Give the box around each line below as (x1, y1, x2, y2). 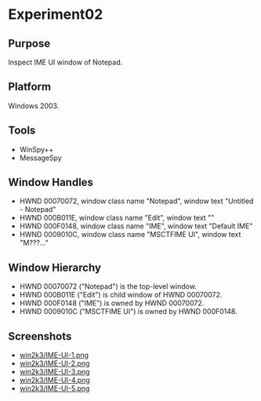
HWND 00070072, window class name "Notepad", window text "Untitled (19, 196, 254, 206)
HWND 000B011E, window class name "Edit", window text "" (19, 213, 215, 223)
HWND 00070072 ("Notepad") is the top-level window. (19, 282, 198, 291)
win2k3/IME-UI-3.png (19, 367, 90, 377)
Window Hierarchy (8, 261, 102, 274)
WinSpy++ (19, 144, 54, 154)
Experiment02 (8, 5, 103, 24)
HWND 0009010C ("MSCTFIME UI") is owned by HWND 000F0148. (19, 307, 237, 316)
